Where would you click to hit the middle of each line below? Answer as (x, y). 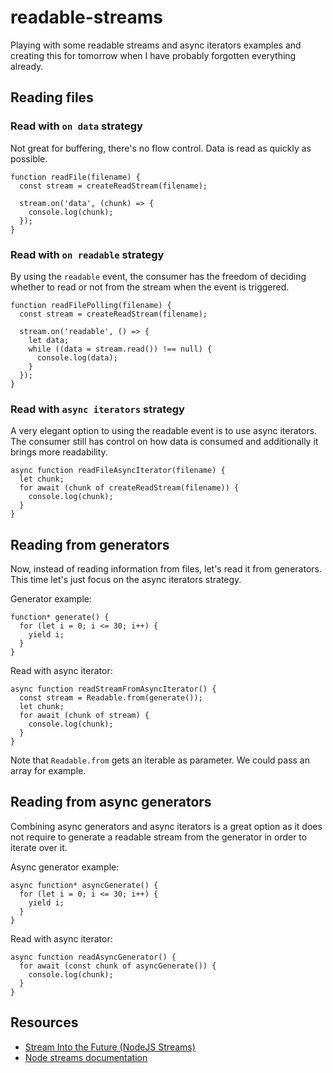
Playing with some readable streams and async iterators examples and (156, 45)
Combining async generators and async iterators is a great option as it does (166, 826)
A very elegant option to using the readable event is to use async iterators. (164, 431)
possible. (29, 158)
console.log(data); (77, 357)
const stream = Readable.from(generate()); (111, 698)
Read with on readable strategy (87, 254)
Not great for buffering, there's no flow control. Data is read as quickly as (161, 148)
